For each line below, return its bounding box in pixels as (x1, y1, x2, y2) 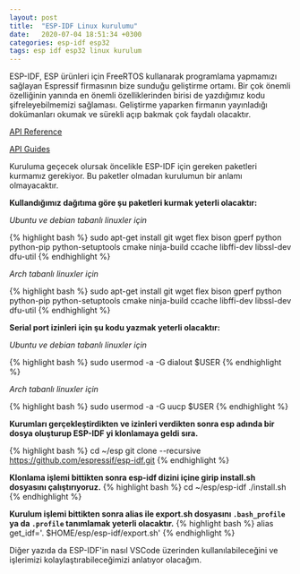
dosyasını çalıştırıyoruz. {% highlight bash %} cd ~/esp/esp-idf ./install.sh (9, 482, 287, 493)
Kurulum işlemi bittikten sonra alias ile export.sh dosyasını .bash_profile (9, 509, 286, 519)
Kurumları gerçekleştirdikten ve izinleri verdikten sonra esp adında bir (9, 418, 275, 430)
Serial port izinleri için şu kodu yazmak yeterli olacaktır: (9, 322, 221, 333)
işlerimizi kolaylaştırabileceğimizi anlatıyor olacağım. (9, 554, 202, 565)
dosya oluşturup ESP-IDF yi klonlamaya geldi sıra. (9, 428, 199, 439)
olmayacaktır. (9, 180, 59, 191)
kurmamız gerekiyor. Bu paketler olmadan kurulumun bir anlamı (9, 171, 243, 182)
